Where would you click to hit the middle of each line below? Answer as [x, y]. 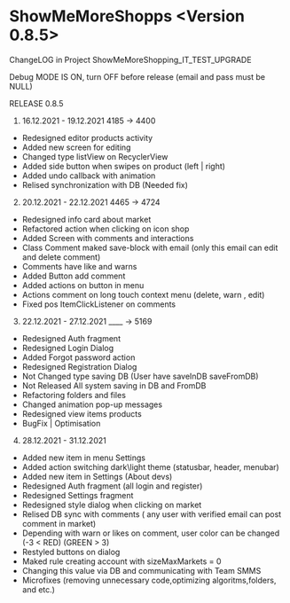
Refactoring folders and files [74, 395]
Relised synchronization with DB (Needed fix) [105, 184]
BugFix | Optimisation [61, 423]
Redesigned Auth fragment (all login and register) [112, 486]
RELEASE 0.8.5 [36, 103]
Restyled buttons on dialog [71, 552]
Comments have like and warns [79, 266]
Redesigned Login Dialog [68, 348]
